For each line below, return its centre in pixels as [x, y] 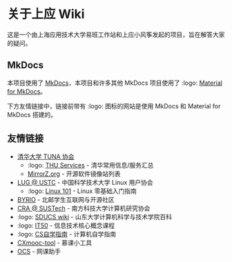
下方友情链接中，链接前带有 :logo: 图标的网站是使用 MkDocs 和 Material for [114, 106]
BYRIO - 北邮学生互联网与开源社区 [66, 199]
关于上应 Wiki [46, 14]
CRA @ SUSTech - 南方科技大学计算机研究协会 [84, 208]
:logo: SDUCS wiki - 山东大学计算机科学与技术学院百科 [95, 216]
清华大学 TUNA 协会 [46, 157]
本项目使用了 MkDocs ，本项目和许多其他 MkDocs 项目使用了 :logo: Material [115, 83]
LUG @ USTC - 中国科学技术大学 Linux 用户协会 [85, 182]
